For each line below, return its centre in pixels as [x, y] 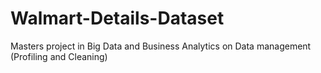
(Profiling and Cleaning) [59, 56]
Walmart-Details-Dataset [117, 18]
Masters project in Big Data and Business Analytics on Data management [161, 46]
